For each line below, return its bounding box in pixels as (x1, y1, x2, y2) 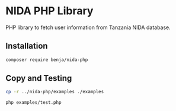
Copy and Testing (5, 73, 72, 84)
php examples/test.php (5, 100, 62, 106)
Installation (5, 41, 48, 51)
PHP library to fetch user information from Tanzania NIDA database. (5, 24, 171, 31)
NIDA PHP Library (5, 4, 94, 18)
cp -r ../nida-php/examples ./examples (5, 89, 104, 95)
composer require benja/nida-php (5, 56, 88, 63)
